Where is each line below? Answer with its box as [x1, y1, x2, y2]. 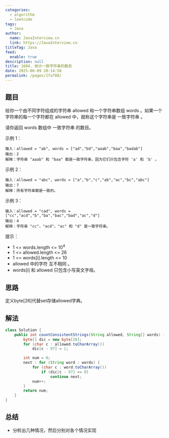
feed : [5, 49, 17, 54]
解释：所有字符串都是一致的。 [5, 188, 58, 193]
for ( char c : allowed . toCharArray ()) [23, 342, 105, 347]
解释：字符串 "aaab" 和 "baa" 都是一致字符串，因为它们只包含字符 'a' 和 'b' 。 [5, 157, 159, 162]
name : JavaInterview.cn [10, 36, 59, 41]
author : [5, 31, 22, 36]
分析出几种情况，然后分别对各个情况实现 [12, 427, 97, 433]
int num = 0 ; [23, 355, 51, 361]
